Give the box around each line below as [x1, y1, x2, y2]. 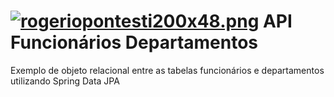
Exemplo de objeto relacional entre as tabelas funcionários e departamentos [10, 64, 325, 76]
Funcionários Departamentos [10, 31, 259, 54]
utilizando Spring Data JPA [10, 75, 120, 87]
